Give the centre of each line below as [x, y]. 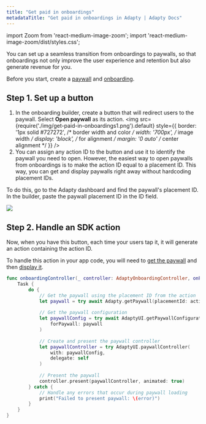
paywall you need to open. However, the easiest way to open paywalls [104, 159]
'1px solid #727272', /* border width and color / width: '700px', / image [104, 132]
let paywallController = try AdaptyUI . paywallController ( [115, 347]
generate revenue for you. [39, 67]
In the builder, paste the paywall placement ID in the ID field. [82, 197]
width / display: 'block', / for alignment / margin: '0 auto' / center [97, 139]
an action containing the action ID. [50, 249]
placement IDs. [34, 178]
